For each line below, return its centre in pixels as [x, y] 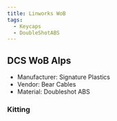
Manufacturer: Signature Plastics [64, 77]
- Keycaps [27, 26]
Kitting [19, 109]
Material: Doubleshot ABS [54, 92]
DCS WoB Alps [39, 60]
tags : [15, 20]
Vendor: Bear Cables [46, 85]
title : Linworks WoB [37, 13]
